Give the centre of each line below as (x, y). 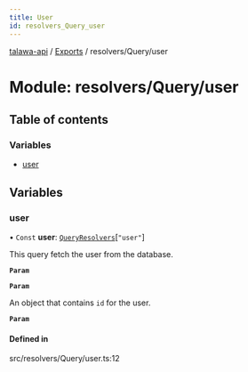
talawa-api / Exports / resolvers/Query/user (89, 51)
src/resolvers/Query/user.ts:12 (64, 359)
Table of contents (59, 120)
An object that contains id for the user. (80, 303)
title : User (31, 17)
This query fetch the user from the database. (91, 255)
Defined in (29, 338)
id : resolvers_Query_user (57, 26)
